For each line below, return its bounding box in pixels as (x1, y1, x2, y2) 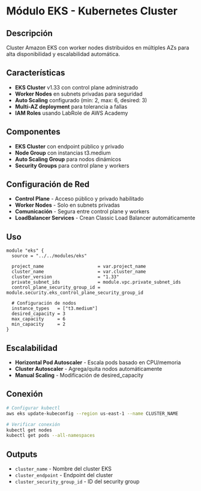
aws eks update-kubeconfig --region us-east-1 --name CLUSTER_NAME (6, 410, 179, 416)
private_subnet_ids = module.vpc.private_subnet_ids (11, 279, 181, 285)
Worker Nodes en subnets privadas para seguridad (14, 90, 143, 97)
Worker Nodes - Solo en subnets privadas (14, 201, 120, 209)
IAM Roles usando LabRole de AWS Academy (14, 109, 128, 117)
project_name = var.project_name (11, 263, 146, 270)
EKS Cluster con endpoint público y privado (14, 142, 124, 150)
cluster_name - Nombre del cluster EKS (14, 465, 112, 472)
